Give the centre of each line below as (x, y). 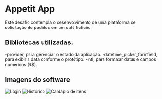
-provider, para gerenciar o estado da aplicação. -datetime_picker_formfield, (81, 54)
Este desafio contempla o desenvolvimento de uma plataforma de (71, 22)
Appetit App (30, 9)
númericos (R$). (21, 64)
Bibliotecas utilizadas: (39, 43)
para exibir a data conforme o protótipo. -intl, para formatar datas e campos (81, 59)
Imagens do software (37, 80)
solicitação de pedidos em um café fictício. (48, 27)
